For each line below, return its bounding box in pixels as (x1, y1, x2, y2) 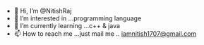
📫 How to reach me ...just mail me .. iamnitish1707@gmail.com (13, 30, 197, 38)
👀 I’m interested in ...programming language (13, 14, 142, 22)
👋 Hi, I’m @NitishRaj (13, 7, 72, 15)
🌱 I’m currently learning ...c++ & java (13, 22, 121, 30)
